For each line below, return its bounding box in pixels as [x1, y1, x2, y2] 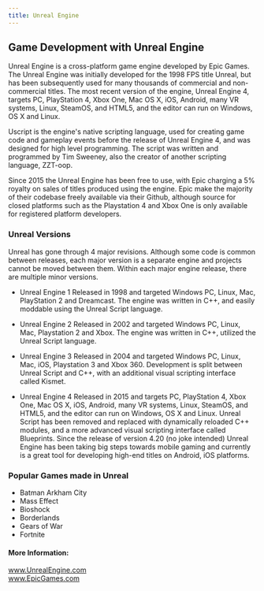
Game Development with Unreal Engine [8, 41, 205, 54]
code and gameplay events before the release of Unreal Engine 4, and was [8, 136, 251, 145]
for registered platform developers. [8, 210, 122, 219]
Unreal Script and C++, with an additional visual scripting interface [19, 368, 236, 377]
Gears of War [19, 522, 63, 531]
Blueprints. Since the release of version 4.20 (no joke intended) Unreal [19, 433, 249, 443]
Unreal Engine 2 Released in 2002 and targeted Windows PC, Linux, [19, 319, 241, 329]
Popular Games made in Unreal [8, 470, 129, 481]
